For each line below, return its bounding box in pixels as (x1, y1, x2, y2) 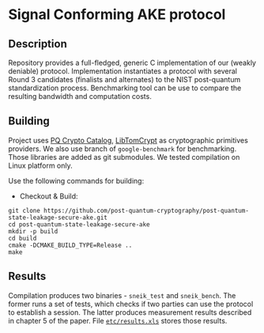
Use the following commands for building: (8, 176, 145, 185)
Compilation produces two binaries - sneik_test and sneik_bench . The (8, 290, 236, 300)
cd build (8, 234, 37, 242)
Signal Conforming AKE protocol (8, 6, 226, 24)
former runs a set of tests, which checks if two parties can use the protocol (8, 299, 254, 308)
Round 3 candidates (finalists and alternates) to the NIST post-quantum (8, 75, 241, 84)
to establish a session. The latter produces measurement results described (8, 307, 252, 317)
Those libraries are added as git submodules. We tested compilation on (8, 152, 240, 161)
